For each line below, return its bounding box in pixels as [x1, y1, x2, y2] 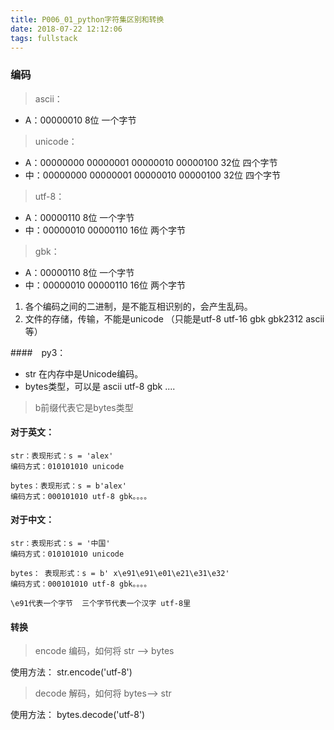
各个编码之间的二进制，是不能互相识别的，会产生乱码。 [24, 300, 253, 312]
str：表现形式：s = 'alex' [10, 451, 114, 461]
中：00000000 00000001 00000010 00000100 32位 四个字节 [24, 169, 281, 181]
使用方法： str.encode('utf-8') [10, 666, 133, 678]
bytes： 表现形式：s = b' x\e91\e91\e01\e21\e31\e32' [10, 569, 230, 579]
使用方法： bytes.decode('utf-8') [10, 709, 146, 721]
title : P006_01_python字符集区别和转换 [10, 14, 165, 25]
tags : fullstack [10, 33, 78, 43]
